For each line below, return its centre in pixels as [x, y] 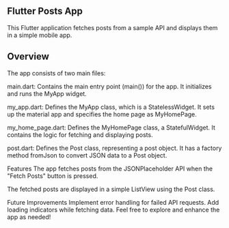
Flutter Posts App [45, 11]
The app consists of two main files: [56, 73]
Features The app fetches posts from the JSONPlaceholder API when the [110, 168]
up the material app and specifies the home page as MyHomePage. [102, 114]
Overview [28, 56]
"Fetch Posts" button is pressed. [53, 176]
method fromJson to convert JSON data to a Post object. [87, 155]
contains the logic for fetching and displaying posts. [80, 135]
